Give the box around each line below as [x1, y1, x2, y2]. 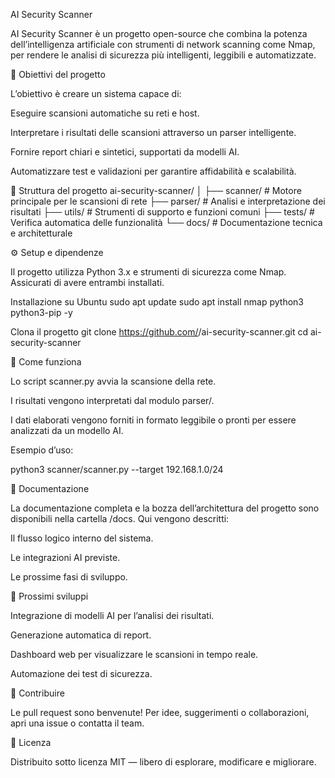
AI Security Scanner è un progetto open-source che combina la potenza [10, 28, 308, 39]
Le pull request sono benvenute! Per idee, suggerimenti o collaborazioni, [10, 707, 310, 718]
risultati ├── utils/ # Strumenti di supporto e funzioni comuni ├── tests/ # [10, 206, 315, 218]
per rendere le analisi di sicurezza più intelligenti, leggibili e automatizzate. [10, 49, 317, 61]
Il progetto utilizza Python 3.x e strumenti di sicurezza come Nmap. [10, 266, 287, 278]
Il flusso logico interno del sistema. [10, 532, 154, 544]
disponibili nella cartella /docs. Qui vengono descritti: [10, 513, 230, 524]
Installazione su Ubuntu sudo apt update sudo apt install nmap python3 [10, 296, 305, 308]
